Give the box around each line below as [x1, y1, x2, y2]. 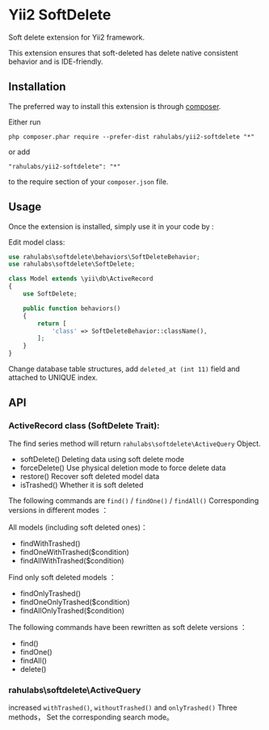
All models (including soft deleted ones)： [8, 522, 148, 532]
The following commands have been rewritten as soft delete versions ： [8, 622, 248, 631]
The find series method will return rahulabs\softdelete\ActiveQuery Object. [8, 438, 261, 448]
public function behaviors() [23, 304, 121, 313]
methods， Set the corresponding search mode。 [8, 712, 174, 722]
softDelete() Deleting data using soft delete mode [19, 454, 184, 464]
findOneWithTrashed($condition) [19, 547, 129, 556]
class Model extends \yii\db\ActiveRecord [8, 275, 153, 283]
